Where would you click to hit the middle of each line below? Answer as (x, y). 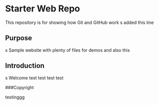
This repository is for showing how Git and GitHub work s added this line (79, 22)
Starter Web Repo (43, 9)
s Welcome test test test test (34, 78)
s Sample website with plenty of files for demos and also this (68, 50)
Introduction (25, 66)
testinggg (15, 97)
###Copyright (19, 87)
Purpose (19, 38)
